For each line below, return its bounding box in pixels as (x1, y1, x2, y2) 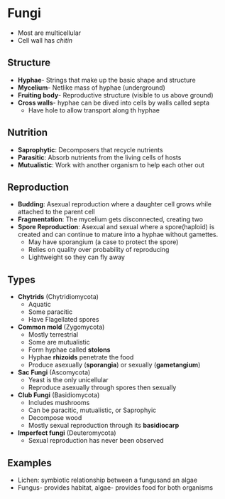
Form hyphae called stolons (28, 345, 111, 354)
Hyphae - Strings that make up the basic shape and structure (17, 75, 197, 84)
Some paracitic (28, 308, 73, 316)
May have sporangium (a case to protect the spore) (28, 238, 179, 246)
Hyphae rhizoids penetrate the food (28, 353, 134, 362)
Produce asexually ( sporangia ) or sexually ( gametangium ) (28, 361, 201, 369)
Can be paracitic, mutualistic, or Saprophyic (28, 406, 157, 414)
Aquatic (28, 300, 51, 309)
